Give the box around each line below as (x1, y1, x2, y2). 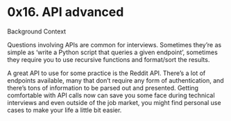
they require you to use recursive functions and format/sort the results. (7, 55, 210, 63)
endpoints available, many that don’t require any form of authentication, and (7, 76, 224, 84)
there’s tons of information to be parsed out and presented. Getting (7, 83, 199, 92)
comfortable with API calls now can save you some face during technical (7, 91, 215, 99)
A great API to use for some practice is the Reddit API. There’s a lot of (7, 69, 206, 77)
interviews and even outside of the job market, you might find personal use (7, 98, 221, 106)
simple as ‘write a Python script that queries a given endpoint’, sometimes (7, 48, 219, 56)
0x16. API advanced (7, 4, 124, 20)
